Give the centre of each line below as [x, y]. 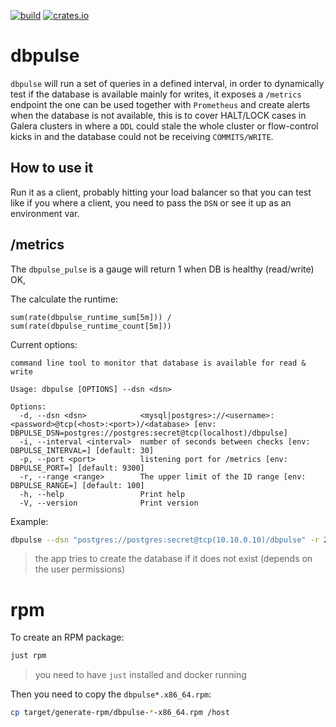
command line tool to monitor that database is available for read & [158, 363]
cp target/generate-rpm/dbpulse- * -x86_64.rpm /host [120, 713]
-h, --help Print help [102, 494]
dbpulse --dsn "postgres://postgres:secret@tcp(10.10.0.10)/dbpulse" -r [165, 540]
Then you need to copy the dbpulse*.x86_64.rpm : [111, 694]
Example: [29, 521]
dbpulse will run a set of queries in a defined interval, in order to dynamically [167, 83]
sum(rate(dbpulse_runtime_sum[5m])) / [91, 317]
